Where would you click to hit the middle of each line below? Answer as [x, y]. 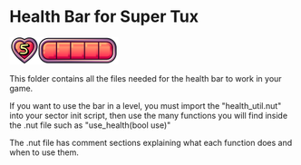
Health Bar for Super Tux [104, 17]
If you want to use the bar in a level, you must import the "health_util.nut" [146, 105]
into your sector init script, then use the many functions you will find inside [149, 115]
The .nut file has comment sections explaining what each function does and [151, 142]
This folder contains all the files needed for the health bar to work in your [146, 78]
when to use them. [44, 152]
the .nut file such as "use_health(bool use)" [90, 125]
